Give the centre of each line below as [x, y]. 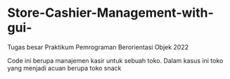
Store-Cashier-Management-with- [110, 13]
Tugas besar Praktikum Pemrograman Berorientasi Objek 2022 [98, 47]
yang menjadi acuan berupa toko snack [64, 68]
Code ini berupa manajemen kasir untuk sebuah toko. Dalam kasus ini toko [115, 60]
